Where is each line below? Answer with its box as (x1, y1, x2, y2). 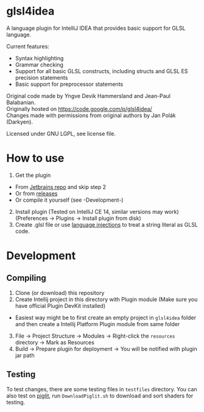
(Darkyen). (6, 118, 33, 126)
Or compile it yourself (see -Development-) (15, 196, 124, 204)
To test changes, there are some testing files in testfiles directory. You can (6, 385, 197, 392)
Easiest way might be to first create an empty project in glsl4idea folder (15, 314, 197, 321)
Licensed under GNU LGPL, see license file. (6, 130, 116, 137)
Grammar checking (15, 61, 64, 68)
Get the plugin (15, 171, 51, 179)
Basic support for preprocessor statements (15, 80, 124, 88)
